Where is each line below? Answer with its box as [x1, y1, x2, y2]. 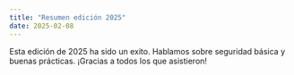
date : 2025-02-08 [9, 21, 74, 30]
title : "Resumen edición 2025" [9, 12, 126, 22]
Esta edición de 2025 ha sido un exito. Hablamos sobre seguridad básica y [9, 46, 286, 56]
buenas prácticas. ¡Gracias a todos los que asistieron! [9, 55, 208, 66]
